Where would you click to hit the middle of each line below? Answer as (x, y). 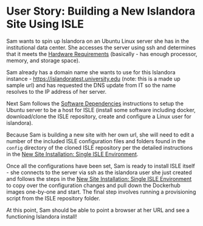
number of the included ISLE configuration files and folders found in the (96, 141)
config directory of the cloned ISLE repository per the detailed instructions (100, 147)
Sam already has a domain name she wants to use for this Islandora (91, 72)
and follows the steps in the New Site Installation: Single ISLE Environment (99, 178)
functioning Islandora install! (42, 216)
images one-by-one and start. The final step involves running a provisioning (101, 192)
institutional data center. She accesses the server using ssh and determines (101, 48)
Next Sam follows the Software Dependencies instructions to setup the (95, 103)
